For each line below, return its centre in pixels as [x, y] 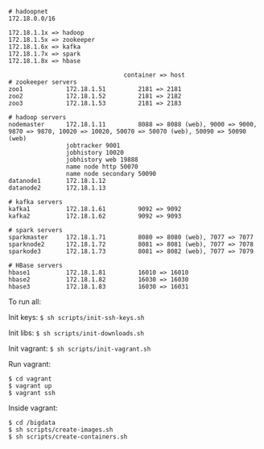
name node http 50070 [102, 167]
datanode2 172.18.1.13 [57, 188]
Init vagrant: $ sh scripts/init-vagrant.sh [80, 348]
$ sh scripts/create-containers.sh [68, 437]
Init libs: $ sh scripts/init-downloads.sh [76, 333]
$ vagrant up [30, 386]
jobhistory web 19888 [102, 160]
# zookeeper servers [43, 82]
